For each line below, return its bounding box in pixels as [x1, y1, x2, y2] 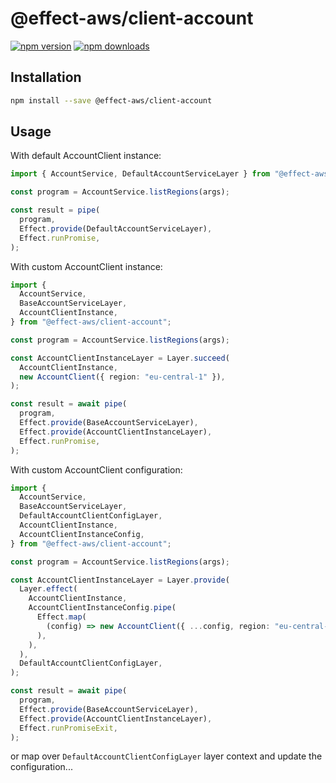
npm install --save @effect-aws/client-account [10, 95, 213, 106]
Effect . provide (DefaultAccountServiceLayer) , [19, 223, 213, 234]
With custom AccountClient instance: [10, 260, 163, 272]
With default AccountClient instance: [10, 150, 162, 162]
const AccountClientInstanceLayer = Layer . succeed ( [10, 353, 230, 363]
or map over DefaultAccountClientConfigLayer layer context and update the [10, 750, 323, 762]
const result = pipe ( [10, 205, 101, 216]
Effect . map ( [36, 612, 87, 622]
